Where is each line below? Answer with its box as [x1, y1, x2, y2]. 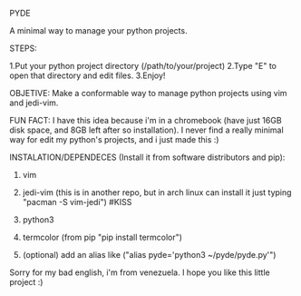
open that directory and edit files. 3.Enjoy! [9, 70, 166, 81]
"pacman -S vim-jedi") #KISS [22, 197, 132, 207]
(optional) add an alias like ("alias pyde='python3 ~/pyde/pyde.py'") [22, 250, 277, 260]
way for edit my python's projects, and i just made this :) [9, 134, 219, 144]
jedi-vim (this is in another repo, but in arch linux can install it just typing [22, 187, 292, 198]
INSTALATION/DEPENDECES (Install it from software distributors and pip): [9, 152, 286, 163]
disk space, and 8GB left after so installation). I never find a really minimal [9, 124, 284, 135]
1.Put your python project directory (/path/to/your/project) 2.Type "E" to [9, 61, 277, 71]
